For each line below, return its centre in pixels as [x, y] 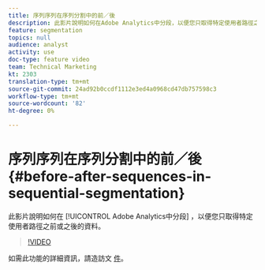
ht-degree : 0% [32, 111]
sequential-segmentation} [97, 193]
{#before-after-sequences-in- [110, 176]
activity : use [32, 52]
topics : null [30, 37]
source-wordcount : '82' [47, 103]
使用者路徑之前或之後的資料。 [56, 226]
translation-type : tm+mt [49, 81]
